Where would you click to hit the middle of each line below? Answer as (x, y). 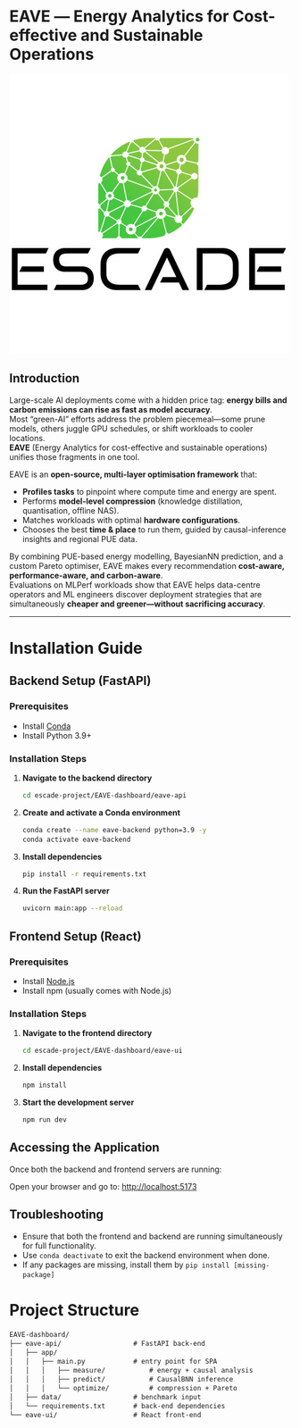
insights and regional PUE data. (80, 539)
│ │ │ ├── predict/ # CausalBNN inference (121, 1380)
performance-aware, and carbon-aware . (86, 575)
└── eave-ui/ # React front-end (105, 1415)
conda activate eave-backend (76, 839)
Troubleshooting (57, 1215)
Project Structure (75, 1310)
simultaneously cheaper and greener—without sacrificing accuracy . (137, 604)
